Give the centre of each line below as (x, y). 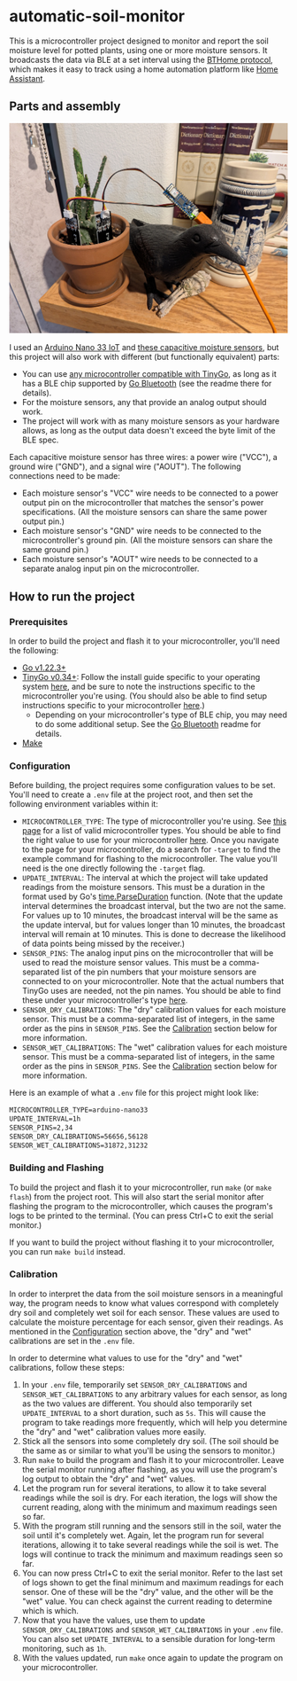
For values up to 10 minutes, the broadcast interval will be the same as (150, 916)
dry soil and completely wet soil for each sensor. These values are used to (145, 1312)
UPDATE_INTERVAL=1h (45, 1119)
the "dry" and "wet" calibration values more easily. (114, 1431)
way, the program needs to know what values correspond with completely (144, 1303)
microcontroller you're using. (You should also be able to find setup (145, 696)
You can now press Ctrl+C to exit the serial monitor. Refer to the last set (152, 1573)
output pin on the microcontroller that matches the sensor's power (143, 503)
